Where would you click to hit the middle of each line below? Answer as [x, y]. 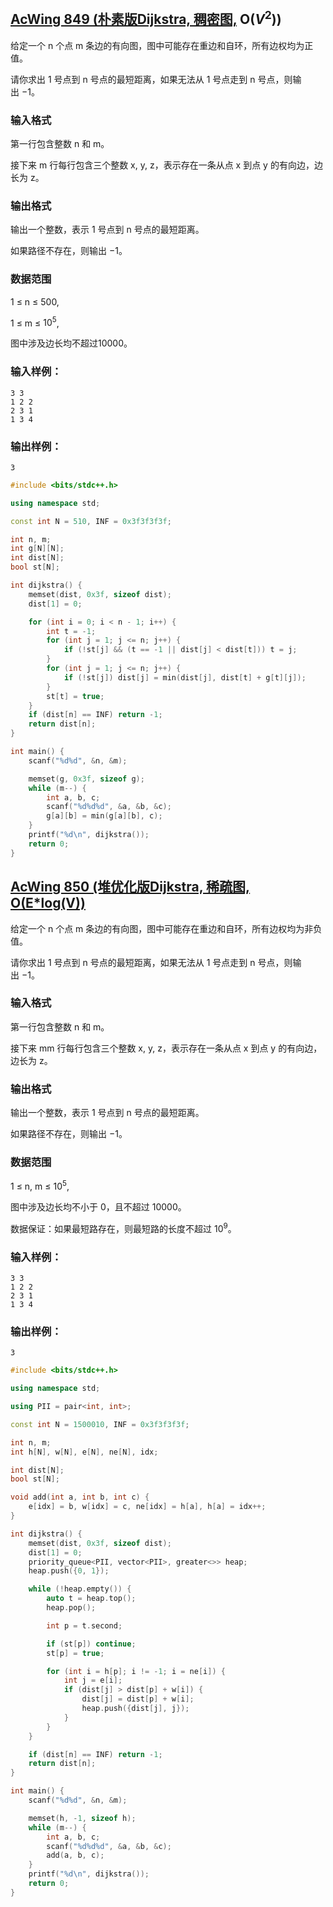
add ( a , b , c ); [75, 1855]
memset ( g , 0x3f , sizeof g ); [86, 779]
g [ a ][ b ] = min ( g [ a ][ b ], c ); [104, 816]
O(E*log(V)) [48, 903]
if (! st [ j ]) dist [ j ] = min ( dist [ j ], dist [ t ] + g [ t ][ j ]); [185, 677]
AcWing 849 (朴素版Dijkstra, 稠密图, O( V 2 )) [146, 18]
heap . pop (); [71, 1608]
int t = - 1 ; [71, 631]
